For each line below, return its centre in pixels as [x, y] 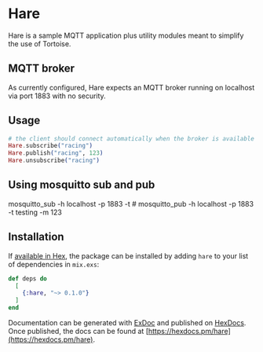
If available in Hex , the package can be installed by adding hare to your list [128, 255]
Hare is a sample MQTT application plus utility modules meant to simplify [126, 35]
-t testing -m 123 [35, 212]
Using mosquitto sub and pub [82, 185]
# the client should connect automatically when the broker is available [131, 138]
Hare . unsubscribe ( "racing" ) [54, 161]
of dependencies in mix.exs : [54, 264]
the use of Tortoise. [40, 43]
